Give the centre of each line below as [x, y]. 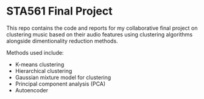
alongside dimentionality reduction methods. [62, 41]
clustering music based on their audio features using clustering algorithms [100, 34]
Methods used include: [35, 52]
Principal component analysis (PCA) [60, 84]
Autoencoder [32, 90]
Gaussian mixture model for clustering [63, 77]
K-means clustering [40, 64]
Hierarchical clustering [44, 70]
